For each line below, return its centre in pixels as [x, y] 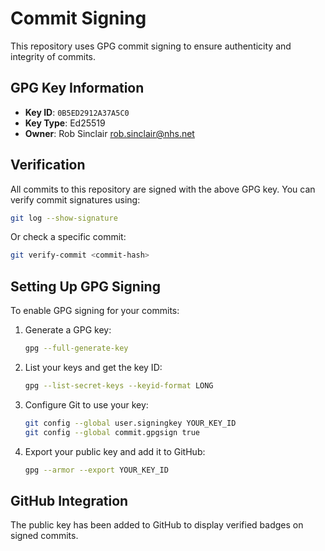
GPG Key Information [77, 88]
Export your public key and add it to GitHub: [115, 451]
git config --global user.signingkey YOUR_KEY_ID [130, 423]
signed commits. [44, 536]
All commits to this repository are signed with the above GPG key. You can [163, 189]
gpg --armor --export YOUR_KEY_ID [96, 470]
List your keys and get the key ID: [93, 367]
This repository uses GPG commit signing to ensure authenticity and [151, 46]
